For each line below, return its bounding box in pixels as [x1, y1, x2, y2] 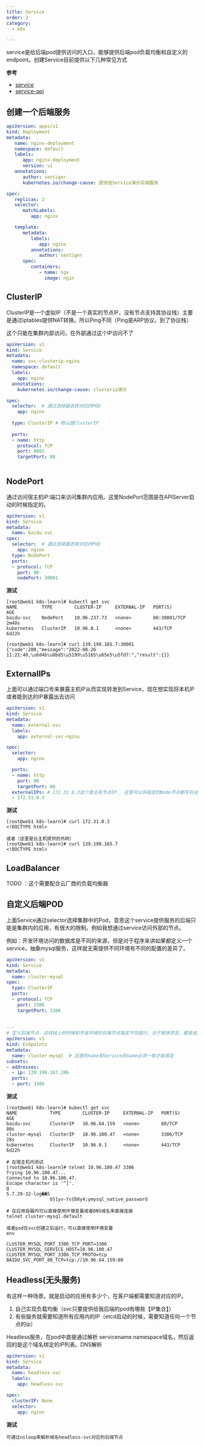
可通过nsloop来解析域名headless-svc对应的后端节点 [6, 1434, 123, 1440]
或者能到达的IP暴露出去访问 [6, 693, 75, 700]
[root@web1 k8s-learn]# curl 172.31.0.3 [6, 819, 110, 825]
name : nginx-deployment [14, 140, 75, 146]
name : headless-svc [12, 1370, 61, 1376]
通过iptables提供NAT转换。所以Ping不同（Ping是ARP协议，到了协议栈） [11, 316, 192, 324]
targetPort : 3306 [17, 1008, 61, 1014]
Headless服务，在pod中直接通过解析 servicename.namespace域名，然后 [6, 1333, 189, 1340]
